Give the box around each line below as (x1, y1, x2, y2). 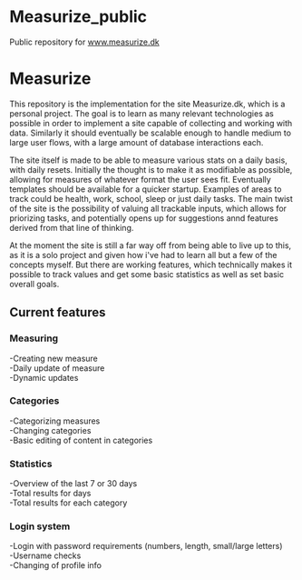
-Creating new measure (9, 353, 98, 364)
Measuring (9, 332, 59, 345)
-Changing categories (9, 425, 92, 435)
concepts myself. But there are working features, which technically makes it (9, 259, 293, 270)
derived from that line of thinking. (9, 222, 134, 233)
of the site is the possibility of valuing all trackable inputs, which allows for (9, 203, 287, 214)
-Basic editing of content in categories (9, 435, 153, 445)
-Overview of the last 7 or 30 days (9, 478, 138, 489)
